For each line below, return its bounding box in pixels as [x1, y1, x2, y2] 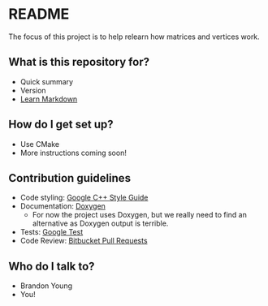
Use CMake [19, 139, 59, 149]
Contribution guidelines [8, 171, 132, 185]
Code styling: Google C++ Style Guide [19, 192, 149, 203]
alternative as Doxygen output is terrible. [32, 218, 169, 228]
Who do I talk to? [8, 259, 95, 273]
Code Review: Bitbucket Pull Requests [19, 236, 148, 246]
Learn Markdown [19, 94, 78, 104]
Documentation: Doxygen [19, 201, 106, 211]
